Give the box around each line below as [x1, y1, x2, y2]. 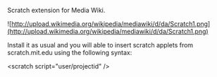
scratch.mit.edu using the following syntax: [7, 49, 132, 57]
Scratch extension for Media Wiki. [7, 6, 106, 14]
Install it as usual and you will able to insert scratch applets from [7, 41, 194, 49]
